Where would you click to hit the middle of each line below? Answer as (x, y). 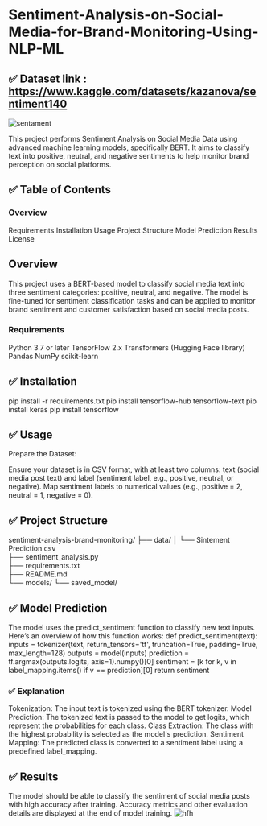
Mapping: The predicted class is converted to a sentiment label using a (126, 743)
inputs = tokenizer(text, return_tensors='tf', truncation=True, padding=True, (133, 645)
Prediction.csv (32, 548)
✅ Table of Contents (60, 190)
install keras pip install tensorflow (64, 409)
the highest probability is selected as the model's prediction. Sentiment (126, 734)
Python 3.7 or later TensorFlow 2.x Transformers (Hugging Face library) (127, 347)
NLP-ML (36, 49)
